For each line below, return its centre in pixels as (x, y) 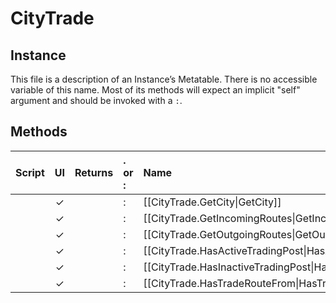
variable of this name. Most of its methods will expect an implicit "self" (155, 90)
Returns (94, 172)
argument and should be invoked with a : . (96, 100)
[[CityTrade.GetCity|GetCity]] (212, 202)
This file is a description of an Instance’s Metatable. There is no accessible (164, 79)
